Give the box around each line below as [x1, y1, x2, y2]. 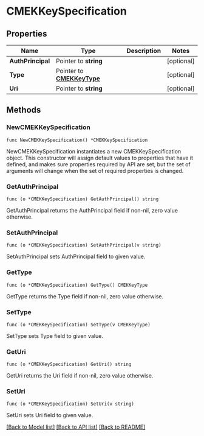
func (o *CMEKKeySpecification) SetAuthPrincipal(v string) [6, 242, 162, 248]
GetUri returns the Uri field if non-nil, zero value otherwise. [6, 372, 154, 379]
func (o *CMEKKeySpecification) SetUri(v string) [6, 401, 135, 407]
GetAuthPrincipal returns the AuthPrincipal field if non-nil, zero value [6, 206, 178, 214]
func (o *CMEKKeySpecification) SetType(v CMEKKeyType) [6, 322, 151, 328]
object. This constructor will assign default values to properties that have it [6, 154, 193, 161]
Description [126, 47, 161, 55]
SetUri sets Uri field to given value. [6, 412, 93, 419]
